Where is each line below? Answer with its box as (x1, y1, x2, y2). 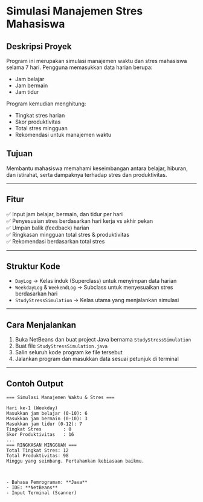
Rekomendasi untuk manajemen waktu (14, 131, 112, 138)
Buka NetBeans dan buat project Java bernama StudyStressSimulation (14, 336, 192, 343)
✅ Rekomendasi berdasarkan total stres (6, 237, 105, 245)
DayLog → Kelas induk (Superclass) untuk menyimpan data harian (14, 277, 177, 285)
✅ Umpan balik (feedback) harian (6, 224, 89, 231)
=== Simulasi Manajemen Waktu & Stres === (6, 395, 115, 401)
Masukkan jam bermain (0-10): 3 (6, 416, 88, 422)
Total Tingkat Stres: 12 (6, 448, 69, 454)
